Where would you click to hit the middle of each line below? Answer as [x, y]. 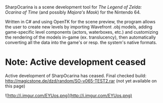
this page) [15, 86]
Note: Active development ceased [75, 62]
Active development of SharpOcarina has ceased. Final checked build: [76, 76]
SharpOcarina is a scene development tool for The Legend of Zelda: [73, 7]
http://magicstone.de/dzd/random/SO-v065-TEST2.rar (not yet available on [81, 81]
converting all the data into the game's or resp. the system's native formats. [81, 42]
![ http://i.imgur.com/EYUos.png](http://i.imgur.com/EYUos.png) [69, 95]
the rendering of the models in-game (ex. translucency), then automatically [81, 37]
